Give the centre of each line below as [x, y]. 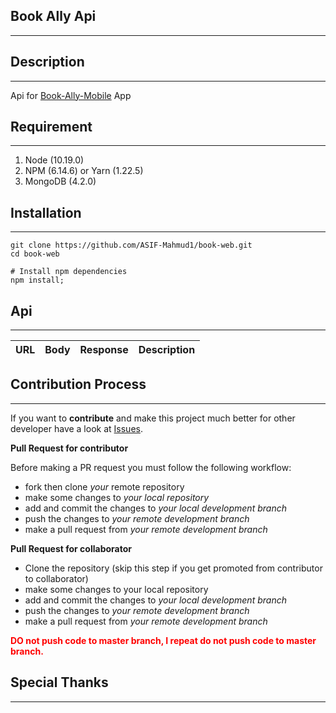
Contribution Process [78, 384]
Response [104, 350]
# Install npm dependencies [69, 272]
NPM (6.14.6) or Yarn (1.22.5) [84, 171]
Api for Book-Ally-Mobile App [71, 95]
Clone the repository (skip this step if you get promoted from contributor [173, 568]
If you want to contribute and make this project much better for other [153, 418]
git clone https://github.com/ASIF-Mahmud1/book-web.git [131, 245]
